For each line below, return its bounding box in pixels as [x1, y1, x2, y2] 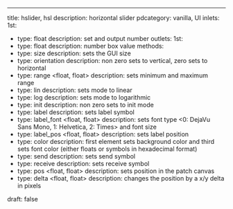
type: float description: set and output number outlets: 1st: [17, 35, 184, 42]
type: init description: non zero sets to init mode [17, 101, 154, 109]
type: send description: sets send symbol [17, 152, 136, 160]
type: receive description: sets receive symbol [17, 160, 150, 167]
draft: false [7, 195, 38, 203]
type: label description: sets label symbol [17, 108, 135, 116]
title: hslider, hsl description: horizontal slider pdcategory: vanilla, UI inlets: [7, 14, 220, 21]
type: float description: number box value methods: [17, 42, 164, 50]
